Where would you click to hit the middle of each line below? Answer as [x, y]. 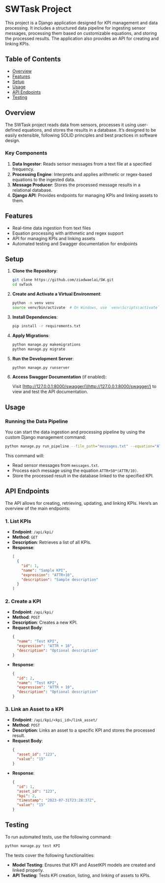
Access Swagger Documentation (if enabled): [59, 377]
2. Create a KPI [23, 601]
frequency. [23, 169]
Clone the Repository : [35, 271]
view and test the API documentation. [50, 392]
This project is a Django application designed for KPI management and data [82, 23]
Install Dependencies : [35, 317]
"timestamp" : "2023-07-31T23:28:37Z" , [56, 800]
